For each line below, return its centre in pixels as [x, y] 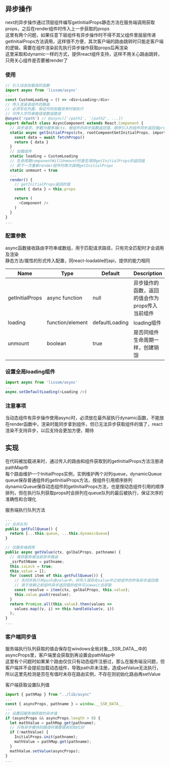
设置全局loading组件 [30, 372]
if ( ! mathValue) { [29, 732]
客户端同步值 [21, 637]
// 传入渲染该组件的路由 [28, 104]
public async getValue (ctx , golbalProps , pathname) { [63, 552]
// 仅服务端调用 [20, 547]
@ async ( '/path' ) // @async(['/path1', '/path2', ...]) [64, 119]
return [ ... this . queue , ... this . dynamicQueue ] [60, 534]
